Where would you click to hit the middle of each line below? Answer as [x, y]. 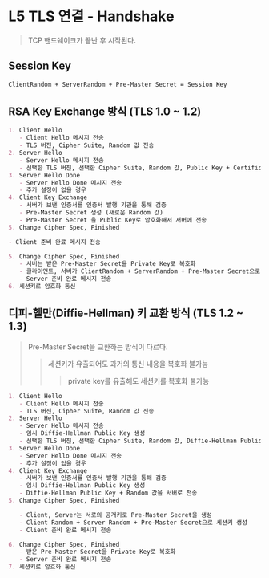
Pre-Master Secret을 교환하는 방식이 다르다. [98, 347]
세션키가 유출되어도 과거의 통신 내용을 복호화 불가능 [128, 364]
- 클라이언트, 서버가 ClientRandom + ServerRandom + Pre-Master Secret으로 [140, 271]
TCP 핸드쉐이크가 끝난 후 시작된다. [82, 40]
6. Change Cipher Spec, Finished [64, 544]
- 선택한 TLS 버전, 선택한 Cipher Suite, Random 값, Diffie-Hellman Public [141, 441]
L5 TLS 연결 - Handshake [91, 16]
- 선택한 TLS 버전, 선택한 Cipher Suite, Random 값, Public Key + [124, 168]
